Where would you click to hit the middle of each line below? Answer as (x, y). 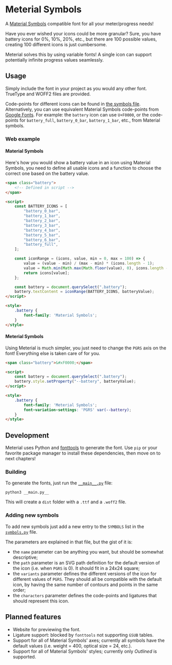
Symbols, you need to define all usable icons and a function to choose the (83, 168)
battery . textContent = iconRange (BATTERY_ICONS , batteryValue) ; (84, 292)
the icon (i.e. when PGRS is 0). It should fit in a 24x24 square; (76, 568)
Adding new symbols (32, 515)
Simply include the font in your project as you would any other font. (76, 88)
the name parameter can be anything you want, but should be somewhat (88, 552)
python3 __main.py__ (27, 493)
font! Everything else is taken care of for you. (53, 353)
